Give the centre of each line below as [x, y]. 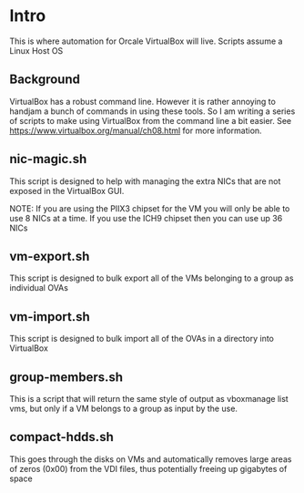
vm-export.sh [50, 256]
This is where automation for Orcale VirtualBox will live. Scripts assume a [146, 41]
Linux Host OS [36, 50]
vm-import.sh [50, 317]
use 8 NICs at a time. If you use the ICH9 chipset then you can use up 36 [146, 218]
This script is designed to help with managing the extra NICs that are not [145, 181]
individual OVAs [39, 288]
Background [45, 80]
